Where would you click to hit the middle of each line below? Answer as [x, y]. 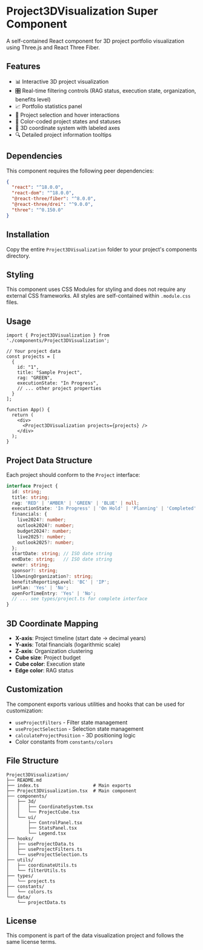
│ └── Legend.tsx [36, 833]
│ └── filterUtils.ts [36, 870]
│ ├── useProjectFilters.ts [45, 849]
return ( [23, 415]
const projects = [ [31, 357]
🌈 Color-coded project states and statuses [68, 121]
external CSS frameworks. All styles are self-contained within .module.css [98, 296]
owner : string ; [31, 565]
